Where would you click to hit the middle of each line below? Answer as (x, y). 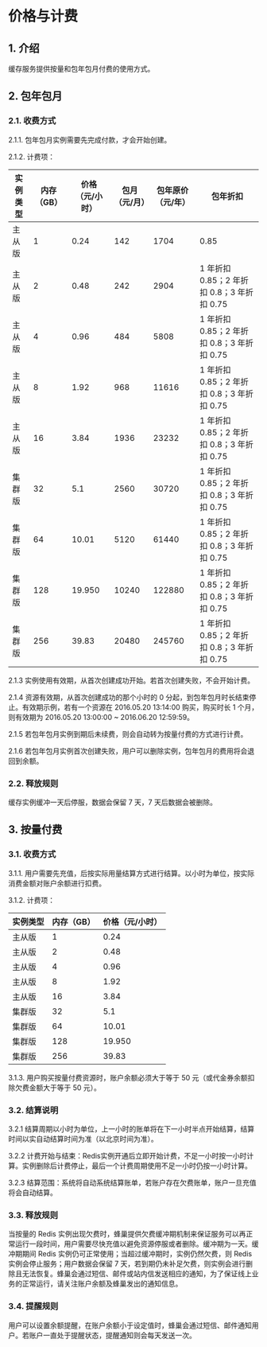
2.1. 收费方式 (32, 121)
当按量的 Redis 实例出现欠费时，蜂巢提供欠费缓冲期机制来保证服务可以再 (127, 1234)
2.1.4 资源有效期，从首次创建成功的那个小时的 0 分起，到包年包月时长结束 (129, 697)
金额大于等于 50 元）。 (65, 1088)
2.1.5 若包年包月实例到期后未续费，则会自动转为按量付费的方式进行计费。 (128, 734)
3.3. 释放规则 (33, 1215)
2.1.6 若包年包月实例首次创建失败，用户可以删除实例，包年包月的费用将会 (128, 751)
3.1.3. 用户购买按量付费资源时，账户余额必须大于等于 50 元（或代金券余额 (128, 1077)
